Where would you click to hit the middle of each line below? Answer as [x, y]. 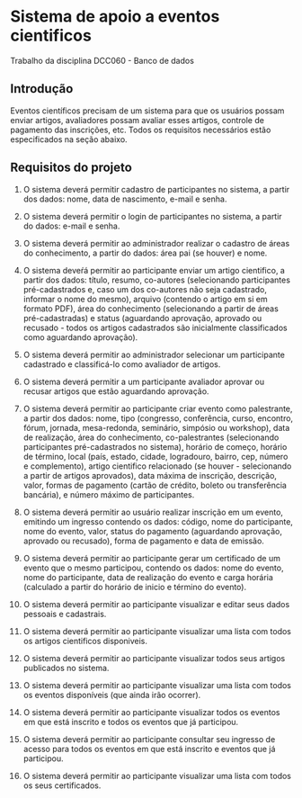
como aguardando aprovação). [80, 337]
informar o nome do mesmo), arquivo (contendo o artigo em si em [145, 299]
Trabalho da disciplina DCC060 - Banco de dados [102, 60]
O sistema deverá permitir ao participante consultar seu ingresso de [149, 739]
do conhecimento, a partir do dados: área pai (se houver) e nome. [145, 253]
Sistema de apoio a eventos [115, 17]
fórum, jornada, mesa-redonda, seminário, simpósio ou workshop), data [156, 427]
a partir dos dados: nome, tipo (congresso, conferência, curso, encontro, [158, 418]
